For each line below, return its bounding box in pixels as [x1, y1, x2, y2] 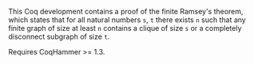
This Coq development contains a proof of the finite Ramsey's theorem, [8, 7, 244, 16]
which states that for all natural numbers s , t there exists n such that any [8, 15, 246, 24]
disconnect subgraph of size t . [8, 32, 110, 41]
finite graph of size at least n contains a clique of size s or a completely [8, 24, 242, 32]
